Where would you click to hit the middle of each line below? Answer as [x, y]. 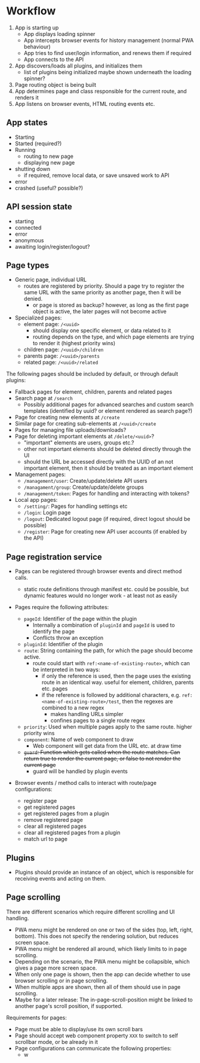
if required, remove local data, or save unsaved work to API [96, 175]
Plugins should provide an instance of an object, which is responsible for [104, 872]
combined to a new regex [73, 708]
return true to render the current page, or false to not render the [102, 759]
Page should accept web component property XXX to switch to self [96, 1035]
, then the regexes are [146, 702]
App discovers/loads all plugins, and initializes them [79, 66]
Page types [28, 265]
